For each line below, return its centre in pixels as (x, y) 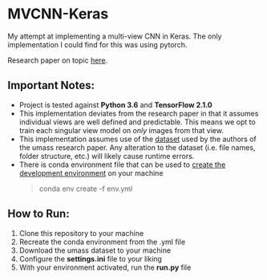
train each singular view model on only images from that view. (121, 130)
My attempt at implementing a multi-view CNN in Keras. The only (115, 36)
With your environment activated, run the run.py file (105, 267)
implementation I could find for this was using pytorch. (97, 44)
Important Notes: (51, 85)
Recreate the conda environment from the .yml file (102, 241)
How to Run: (38, 214)
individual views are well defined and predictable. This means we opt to (137, 122)
